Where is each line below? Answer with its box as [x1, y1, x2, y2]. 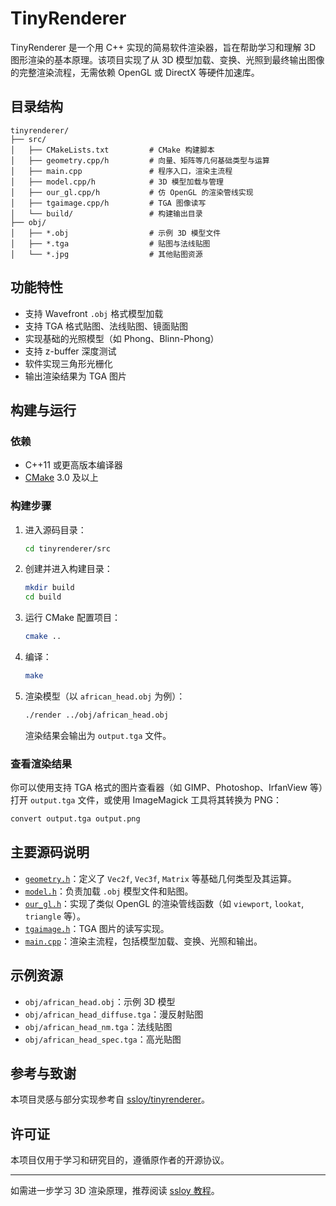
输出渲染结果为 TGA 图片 [24, 370, 128, 382]
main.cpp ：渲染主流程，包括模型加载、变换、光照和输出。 [24, 935, 263, 947]
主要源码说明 [10, 844, 90, 861]
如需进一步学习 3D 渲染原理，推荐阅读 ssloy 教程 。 [10, 1185, 220, 1197]
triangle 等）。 [24, 910, 87, 922]
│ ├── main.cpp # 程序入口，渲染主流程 [10, 166, 233, 176]
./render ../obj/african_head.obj [24, 710, 169, 720]
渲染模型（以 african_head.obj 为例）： [24, 690, 186, 702]
